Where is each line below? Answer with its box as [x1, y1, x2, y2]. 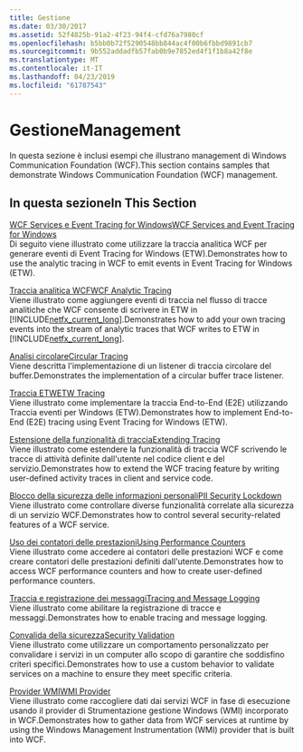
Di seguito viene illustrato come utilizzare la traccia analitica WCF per [9, 239, 268, 249]
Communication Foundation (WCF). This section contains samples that [9, 160, 270, 171]
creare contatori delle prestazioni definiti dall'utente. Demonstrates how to [9, 556, 284, 567]
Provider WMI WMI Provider [9, 686, 111, 697]
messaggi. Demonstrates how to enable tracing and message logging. [9, 612, 269, 623]
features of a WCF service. [9, 519, 110, 531]
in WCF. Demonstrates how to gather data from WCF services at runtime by [9, 715, 289, 726]
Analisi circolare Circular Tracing [9, 351, 128, 362]
